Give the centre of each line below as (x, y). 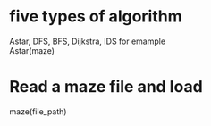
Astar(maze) (32, 50)
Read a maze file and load (106, 87)
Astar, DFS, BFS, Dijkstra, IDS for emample (88, 41)
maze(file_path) (38, 111)
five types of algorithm (96, 17)
